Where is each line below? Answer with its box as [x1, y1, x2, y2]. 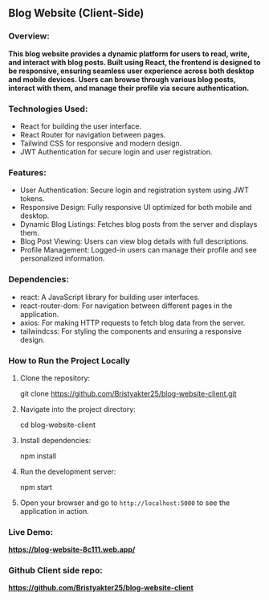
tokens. [19, 194, 45, 203]
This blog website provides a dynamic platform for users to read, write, [8, 48, 251, 59]
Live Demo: [8, 526, 54, 537]
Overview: [8, 31, 50, 42]
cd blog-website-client [19, 420, 96, 429]
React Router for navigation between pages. [19, 129, 166, 139]
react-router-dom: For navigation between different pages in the [19, 301, 233, 310]
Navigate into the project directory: [19, 404, 137, 413]
